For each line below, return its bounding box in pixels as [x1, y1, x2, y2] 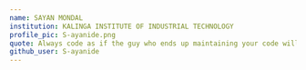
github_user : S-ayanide [9, 47, 100, 56]
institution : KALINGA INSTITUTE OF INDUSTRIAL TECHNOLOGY [9, 22, 234, 31]
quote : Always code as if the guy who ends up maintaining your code [9, 38, 280, 48]
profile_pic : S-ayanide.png [9, 30, 117, 39]
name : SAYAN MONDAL [9, 13, 84, 23]
